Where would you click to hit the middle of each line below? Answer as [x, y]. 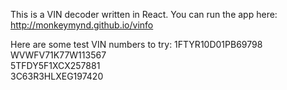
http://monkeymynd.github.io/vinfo [82, 25]
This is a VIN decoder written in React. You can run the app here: [144, 14]
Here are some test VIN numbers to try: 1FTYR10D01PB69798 [136, 44]
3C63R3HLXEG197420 [57, 76]
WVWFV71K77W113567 [58, 55]
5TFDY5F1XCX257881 [55, 65]
